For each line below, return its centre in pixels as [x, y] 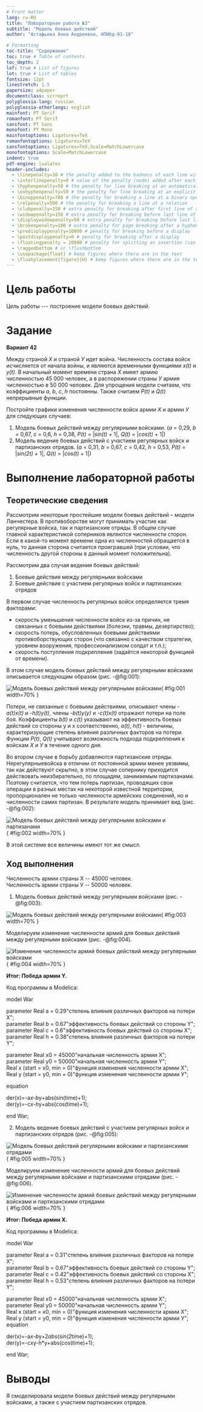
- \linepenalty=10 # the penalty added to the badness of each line [100, 175]
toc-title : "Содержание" [37, 51]
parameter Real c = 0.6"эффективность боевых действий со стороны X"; [99, 1030]
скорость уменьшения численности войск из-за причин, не [92, 620]
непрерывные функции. [37, 398]
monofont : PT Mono [29, 130]
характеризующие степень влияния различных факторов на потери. [95, 732]
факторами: [21, 608]
